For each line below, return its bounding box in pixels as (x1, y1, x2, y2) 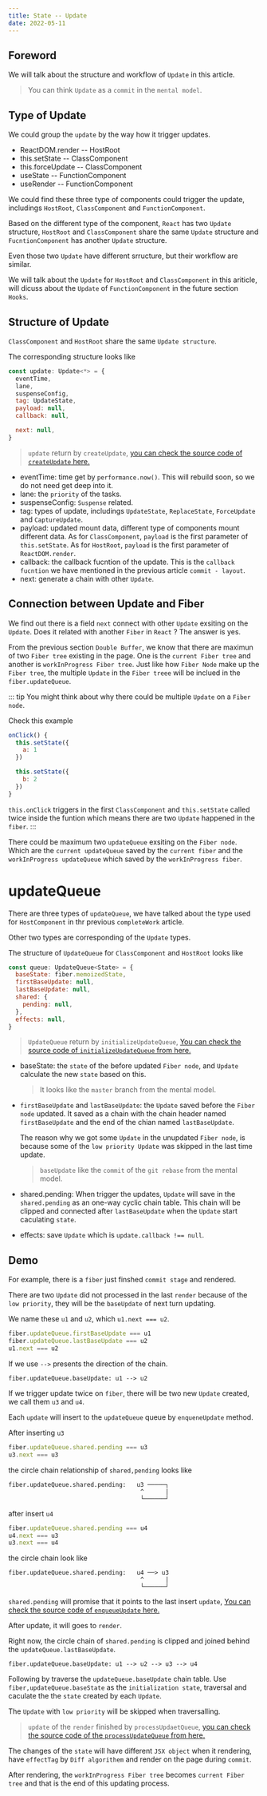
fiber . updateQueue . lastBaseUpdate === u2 (8, 1337, 148, 1345)
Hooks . (8, 292, 29, 302)
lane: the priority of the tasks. (19, 489, 122, 499)
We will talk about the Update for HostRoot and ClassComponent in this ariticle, (8, 275, 257, 284)
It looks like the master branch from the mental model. (39, 1085, 217, 1095)
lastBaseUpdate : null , (15, 986, 91, 994)
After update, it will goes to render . (8, 1621, 122, 1631)
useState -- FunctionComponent (19, 171, 127, 181)
